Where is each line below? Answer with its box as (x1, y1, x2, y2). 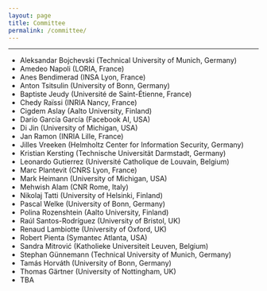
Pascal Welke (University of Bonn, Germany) (19, 200, 165, 209)
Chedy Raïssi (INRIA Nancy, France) (19, 98, 137, 107)
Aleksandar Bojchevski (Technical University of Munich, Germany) (19, 56, 237, 65)
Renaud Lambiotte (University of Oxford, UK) (19, 224, 167, 235)
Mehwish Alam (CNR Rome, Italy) (19, 182, 129, 192)
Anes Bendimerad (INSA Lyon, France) (19, 72, 146, 82)
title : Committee (8, 19, 66, 27)
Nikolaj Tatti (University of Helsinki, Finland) (19, 191, 163, 200)
